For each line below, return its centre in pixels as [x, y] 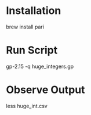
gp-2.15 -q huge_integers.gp [40, 66]
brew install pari [25, 27]
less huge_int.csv [27, 106]
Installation [34, 11]
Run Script [32, 50]
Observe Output [45, 90]
